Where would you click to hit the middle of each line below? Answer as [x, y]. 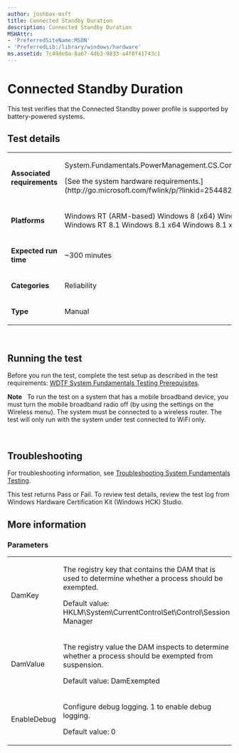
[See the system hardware [108, 181]
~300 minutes [88, 255]
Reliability [81, 285]
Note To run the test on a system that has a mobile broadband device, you [118, 397]
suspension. [83, 665]
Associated [31, 173]
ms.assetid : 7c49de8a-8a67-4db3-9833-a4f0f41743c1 [84, 54]
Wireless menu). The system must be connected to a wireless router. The [115, 412]
